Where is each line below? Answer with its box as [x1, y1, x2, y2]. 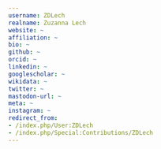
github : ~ [8, 48, 41, 56]
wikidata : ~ [8, 77, 47, 85]
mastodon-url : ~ [8, 92, 62, 100]
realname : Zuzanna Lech [8, 19, 87, 27]
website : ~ [8, 26, 44, 34]
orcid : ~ [8, 56, 37, 64]
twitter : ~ [8, 84, 44, 93]
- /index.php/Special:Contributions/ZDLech [8, 129, 154, 136]
